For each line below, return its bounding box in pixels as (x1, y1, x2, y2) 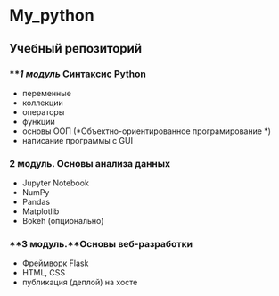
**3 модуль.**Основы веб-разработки (9, 238, 193, 251)
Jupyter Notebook (21, 177, 89, 188)
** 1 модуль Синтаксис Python (9, 68, 147, 80)
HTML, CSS (21, 267, 65, 278)
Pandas (21, 197, 51, 208)
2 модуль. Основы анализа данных (9, 157, 171, 169)
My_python (9, 5, 95, 26)
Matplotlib (21, 206, 60, 217)
